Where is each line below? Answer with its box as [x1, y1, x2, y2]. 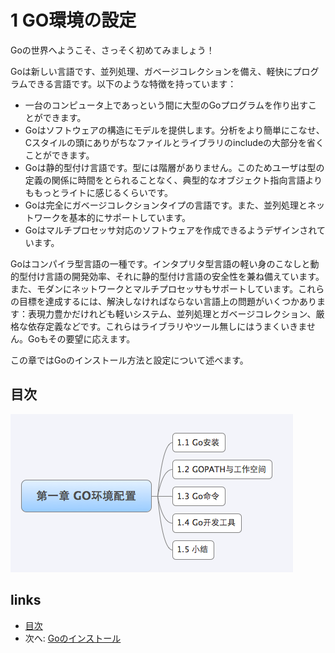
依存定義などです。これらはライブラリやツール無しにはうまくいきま [27, 320, 307, 332]
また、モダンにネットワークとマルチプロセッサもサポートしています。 [10, 282, 299, 295]
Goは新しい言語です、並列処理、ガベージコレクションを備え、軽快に [10, 65, 293, 77]
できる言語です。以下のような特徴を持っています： [27, 77, 237, 90]
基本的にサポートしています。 [68, 211, 191, 223]
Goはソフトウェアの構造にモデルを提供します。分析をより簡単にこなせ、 [24, 124, 325, 136]
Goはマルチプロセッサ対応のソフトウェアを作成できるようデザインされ [24, 224, 317, 236]
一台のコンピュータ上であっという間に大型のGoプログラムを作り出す [24, 99, 309, 111]
